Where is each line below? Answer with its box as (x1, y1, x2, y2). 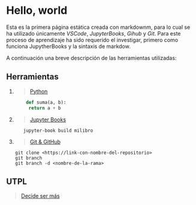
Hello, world (6, 4, 68, 17)
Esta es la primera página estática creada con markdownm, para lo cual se (6, 23, 191, 31)
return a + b (28, 105, 61, 111)
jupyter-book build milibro (23, 127, 94, 133)
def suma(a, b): (26, 99, 67, 105)
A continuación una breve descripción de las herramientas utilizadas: (6, 54, 177, 61)
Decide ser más (20, 192, 60, 200)
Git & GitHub (29, 138, 61, 145)
